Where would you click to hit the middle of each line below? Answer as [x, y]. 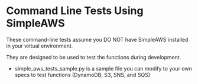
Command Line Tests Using [75, 11]
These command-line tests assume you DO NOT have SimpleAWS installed [97, 39]
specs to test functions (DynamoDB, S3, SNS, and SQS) [82, 75]
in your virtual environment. [40, 46]
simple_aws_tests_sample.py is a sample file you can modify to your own [103, 68]
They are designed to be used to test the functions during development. [94, 57]
